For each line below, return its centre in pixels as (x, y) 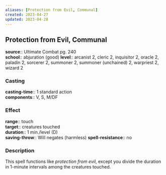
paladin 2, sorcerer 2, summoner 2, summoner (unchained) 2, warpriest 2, (82, 63)
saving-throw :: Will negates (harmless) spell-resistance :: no (69, 137)
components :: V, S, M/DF (31, 97)
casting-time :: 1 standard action (38, 92)
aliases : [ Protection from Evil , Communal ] (52, 10)
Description (20, 150)
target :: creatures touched (33, 127)
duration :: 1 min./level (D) (31, 132)
